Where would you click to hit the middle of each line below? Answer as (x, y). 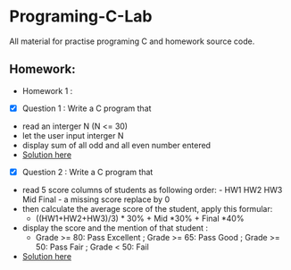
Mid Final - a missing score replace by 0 (96, 199)
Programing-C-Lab (81, 17)
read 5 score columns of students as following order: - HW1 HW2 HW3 (152, 190)
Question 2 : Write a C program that (87, 172)
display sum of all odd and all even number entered (116, 145)
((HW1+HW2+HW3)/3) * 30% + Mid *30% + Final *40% (140, 218)
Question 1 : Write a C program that (87, 108)
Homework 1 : (47, 90)
